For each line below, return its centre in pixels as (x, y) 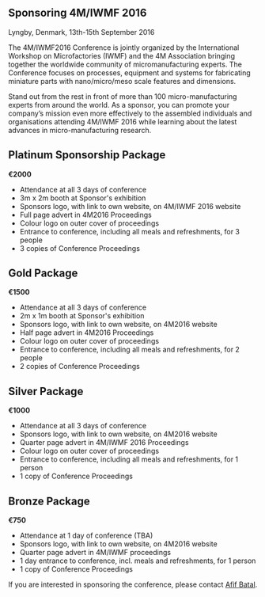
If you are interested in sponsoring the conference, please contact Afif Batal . (133, 584)
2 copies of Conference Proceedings (79, 367)
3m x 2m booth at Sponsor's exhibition (83, 198)
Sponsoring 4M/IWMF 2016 (78, 13)
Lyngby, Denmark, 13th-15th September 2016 (81, 32)
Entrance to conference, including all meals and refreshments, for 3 (129, 231)
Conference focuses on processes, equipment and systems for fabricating (129, 72)
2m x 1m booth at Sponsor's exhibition (82, 316)
